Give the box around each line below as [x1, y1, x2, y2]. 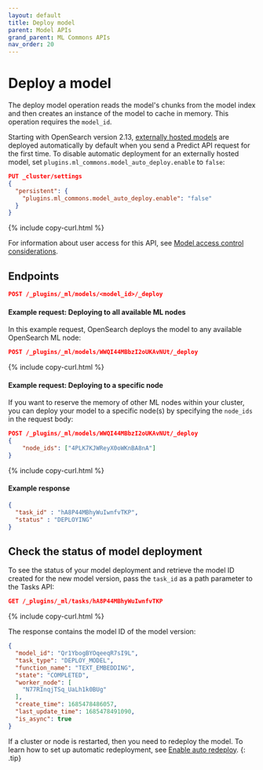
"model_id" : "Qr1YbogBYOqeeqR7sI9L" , [15, 649, 139, 658]
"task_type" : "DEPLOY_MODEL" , [15, 656, 114, 664]
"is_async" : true [15, 715, 72, 723]
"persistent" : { [15, 187, 68, 195]
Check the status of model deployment [8, 545, 203, 558]
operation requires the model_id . [8, 117, 112, 126]
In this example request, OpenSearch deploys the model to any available [8, 325, 242, 334]
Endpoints [8, 269, 60, 283]
